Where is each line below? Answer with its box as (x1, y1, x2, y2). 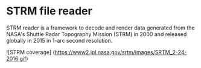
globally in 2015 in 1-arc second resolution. (6, 37, 113, 44)
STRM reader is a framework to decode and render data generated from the (6, 24, 195, 31)
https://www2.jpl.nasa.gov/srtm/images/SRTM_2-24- (54, 48, 187, 55)
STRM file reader (6, 4, 92, 18)
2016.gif (6, 55, 27, 62)
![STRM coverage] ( (6, 48, 56, 55)
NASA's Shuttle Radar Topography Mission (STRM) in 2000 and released (6, 30, 187, 37)
